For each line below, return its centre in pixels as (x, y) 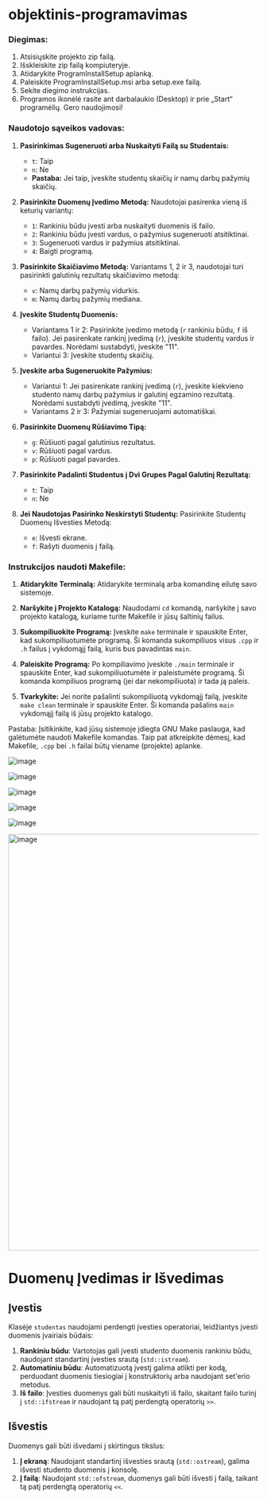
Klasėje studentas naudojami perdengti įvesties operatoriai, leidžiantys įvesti (133, 1327)
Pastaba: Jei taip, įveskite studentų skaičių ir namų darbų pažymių (141, 178)
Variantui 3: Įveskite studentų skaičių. (93, 355)
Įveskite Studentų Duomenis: (69, 314)
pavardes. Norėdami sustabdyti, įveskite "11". (105, 346)
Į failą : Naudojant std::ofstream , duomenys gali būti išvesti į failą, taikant (139, 1478)
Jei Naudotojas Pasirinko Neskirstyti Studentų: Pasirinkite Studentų (133, 513)
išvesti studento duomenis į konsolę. (79, 1470)
